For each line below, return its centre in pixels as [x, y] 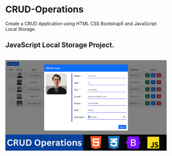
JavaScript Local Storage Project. [60, 45]
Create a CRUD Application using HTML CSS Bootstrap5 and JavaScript [81, 24]
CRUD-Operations [45, 9]
